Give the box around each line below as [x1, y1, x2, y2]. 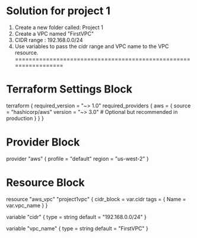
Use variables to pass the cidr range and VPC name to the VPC [14, 43, 169, 50]
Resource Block [6, 176, 85, 189]
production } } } [6, 115, 45, 122]
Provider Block [6, 135, 80, 149]
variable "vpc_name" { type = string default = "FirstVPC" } [6, 224, 148, 232]
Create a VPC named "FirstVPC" [14, 30, 94, 37]
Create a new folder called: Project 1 [14, 24, 104, 31]
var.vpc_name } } [6, 202, 48, 209]
